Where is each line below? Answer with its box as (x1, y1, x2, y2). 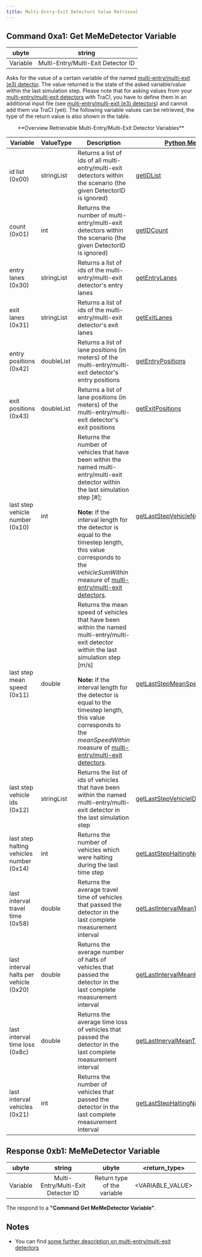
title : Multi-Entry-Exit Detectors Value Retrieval (6, 8, 138, 15)
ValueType (41, 139, 72, 147)
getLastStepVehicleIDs (135, 794, 200, 803)
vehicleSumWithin (78, 568, 129, 577)
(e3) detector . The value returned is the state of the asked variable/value (6, 81, 186, 88)
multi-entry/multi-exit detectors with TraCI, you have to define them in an (6, 94, 188, 101)
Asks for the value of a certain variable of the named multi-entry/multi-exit (6, 75, 191, 82)
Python (164, 139, 186, 147)
